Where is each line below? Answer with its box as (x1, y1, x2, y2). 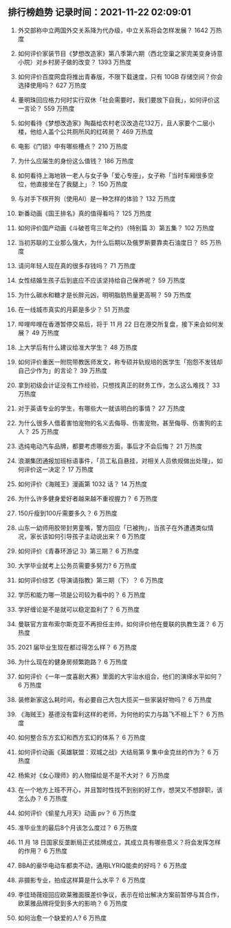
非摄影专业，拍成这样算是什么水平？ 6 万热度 (17, 876, 146, 884)
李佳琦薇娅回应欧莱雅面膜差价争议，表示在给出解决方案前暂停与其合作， (17, 890, 223, 898)
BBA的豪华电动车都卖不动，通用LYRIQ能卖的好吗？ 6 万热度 (17, 861, 188, 870)
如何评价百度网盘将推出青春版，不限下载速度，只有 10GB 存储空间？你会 (17, 72, 223, 80)
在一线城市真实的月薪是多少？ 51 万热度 (17, 305, 130, 313)
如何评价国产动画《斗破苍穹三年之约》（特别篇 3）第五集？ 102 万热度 (17, 223, 215, 232)
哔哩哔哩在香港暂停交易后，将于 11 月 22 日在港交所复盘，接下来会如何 (17, 320, 219, 328)
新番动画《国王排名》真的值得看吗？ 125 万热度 (17, 209, 152, 217)
